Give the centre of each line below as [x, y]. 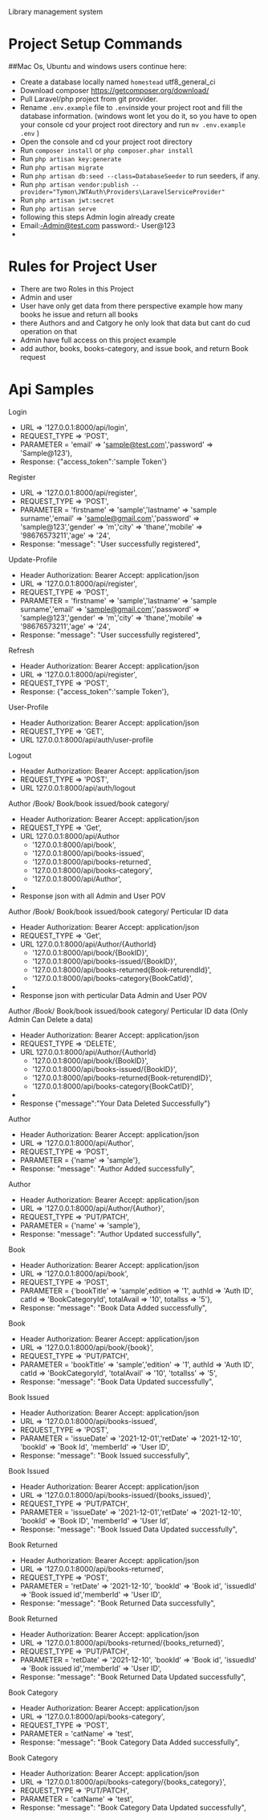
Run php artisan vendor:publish [74, 184]
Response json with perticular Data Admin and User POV [113, 995]
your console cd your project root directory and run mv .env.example [133, 125]
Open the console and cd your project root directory [106, 141]
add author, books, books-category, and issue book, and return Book [134, 348]
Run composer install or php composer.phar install [107, 150]
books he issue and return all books [79, 314]
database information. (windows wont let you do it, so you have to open [138, 116]
